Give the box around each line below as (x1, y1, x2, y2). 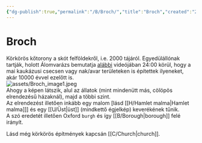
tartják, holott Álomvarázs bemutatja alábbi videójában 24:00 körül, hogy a (6, 61, 191, 68)
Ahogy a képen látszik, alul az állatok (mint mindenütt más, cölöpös (6, 87, 173, 94)
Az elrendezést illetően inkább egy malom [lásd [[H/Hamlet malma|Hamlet (6, 99, 189, 106)
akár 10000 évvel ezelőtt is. (6, 73, 74, 81)
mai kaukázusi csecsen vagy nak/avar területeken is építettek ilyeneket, (6, 67, 184, 75)
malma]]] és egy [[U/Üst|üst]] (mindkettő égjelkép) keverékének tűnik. (6, 106, 180, 113)
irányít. (6, 118, 23, 126)
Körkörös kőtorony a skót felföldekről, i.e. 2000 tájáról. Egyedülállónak (6, 55, 180, 62)
